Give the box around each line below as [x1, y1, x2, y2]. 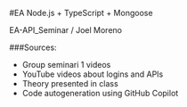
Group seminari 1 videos [21, 60, 111, 70]
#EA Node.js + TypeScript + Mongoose [9, 8, 153, 18]
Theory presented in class [21, 78, 118, 88]
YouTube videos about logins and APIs [21, 69, 164, 79]
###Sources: [9, 42, 57, 53]
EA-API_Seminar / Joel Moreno [9, 25, 123, 35]
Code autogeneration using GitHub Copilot [21, 88, 179, 98]
